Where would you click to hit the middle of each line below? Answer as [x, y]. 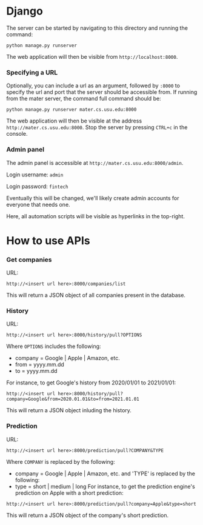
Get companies [29, 259]
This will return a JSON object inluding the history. [69, 410]
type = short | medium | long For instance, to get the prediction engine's [105, 486]
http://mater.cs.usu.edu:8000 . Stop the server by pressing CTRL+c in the [97, 127]
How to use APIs [48, 240]
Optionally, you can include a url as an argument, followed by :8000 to [93, 85]
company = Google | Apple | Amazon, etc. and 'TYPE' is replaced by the [105, 473]
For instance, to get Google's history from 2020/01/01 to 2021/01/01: [91, 383]
